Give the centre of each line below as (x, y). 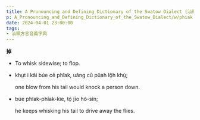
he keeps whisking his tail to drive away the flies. (75, 111)
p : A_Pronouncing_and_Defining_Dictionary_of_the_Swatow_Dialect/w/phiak (100, 17)
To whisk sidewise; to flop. (47, 64)
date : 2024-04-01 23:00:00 (40, 23)
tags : (13, 28)
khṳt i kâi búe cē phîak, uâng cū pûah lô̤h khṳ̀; (71, 75)
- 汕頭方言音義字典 (27, 34)
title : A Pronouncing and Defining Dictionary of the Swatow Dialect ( (97, 12)
